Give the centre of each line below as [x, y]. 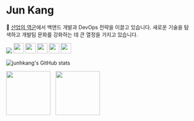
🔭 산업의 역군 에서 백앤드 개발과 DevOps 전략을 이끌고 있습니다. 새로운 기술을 [94, 27]
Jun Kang [30, 10]
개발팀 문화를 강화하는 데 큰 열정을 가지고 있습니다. [80, 34]
